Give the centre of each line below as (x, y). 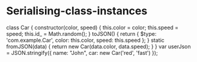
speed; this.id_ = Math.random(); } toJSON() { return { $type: (81, 33)
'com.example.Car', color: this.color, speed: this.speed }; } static (86, 40)
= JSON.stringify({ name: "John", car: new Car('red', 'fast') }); (82, 52)
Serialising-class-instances (77, 11)
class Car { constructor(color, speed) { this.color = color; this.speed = (92, 27)
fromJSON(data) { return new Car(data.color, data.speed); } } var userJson (98, 46)
